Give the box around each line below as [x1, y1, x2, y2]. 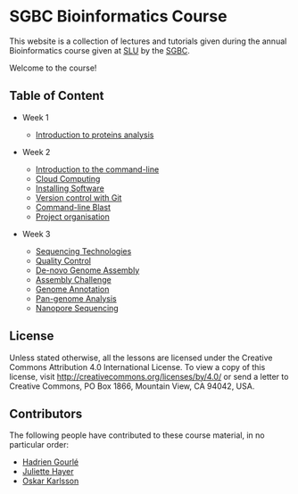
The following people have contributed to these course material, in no [9, 430, 265, 440]
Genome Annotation [35, 284, 110, 294]
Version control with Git [35, 192, 122, 202]
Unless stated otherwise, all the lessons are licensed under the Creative [9, 352, 273, 363]
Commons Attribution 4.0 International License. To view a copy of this [9, 361, 266, 372]
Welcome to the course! [9, 62, 97, 73]
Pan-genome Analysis [35, 292, 118, 304]
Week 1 [21, 111, 49, 122]
